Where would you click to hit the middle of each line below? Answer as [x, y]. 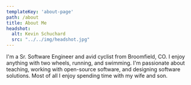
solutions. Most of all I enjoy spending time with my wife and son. [87, 76]
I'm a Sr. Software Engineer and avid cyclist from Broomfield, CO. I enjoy [95, 57]
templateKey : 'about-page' [40, 12]
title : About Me [26, 23]
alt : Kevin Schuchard [39, 34]
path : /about [23, 17]
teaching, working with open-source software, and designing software [93, 69]
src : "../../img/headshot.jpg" [51, 40]
